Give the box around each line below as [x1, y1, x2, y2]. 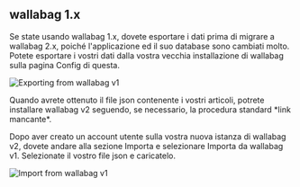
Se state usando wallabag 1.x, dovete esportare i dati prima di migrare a [9, 31, 275, 41]
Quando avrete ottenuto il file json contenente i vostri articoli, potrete [9, 94, 265, 105]
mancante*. [9, 113, 52, 124]
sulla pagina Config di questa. [9, 59, 120, 70]
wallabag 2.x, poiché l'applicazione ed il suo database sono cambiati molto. [9, 40, 290, 51]
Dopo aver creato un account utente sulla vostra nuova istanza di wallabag [9, 130, 286, 142]
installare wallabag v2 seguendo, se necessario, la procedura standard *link [9, 103, 291, 115]
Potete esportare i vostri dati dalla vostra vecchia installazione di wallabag [9, 49, 284, 61]
